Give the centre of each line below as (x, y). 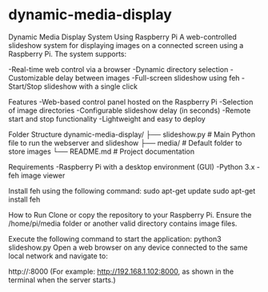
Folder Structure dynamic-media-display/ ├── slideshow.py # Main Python (132, 134)
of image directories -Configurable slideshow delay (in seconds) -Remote (130, 110)
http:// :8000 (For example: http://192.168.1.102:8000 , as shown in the (121, 271)
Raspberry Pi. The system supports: (68, 54)
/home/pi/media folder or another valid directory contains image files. (123, 223)
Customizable (31, 78)
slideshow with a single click (91, 86)
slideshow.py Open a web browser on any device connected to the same (128, 247)
